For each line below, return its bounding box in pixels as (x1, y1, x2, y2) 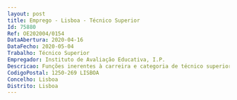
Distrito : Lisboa (7, 82, 59, 89)
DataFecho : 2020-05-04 (7, 43, 74, 50)
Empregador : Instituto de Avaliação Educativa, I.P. (7, 56, 166, 63)
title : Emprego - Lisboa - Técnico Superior (7, 17, 140, 24)
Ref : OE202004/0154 (7, 30, 65, 37)
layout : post (7, 10, 46, 18)
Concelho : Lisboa (7, 75, 59, 83)
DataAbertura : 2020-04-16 (7, 37, 83, 44)
